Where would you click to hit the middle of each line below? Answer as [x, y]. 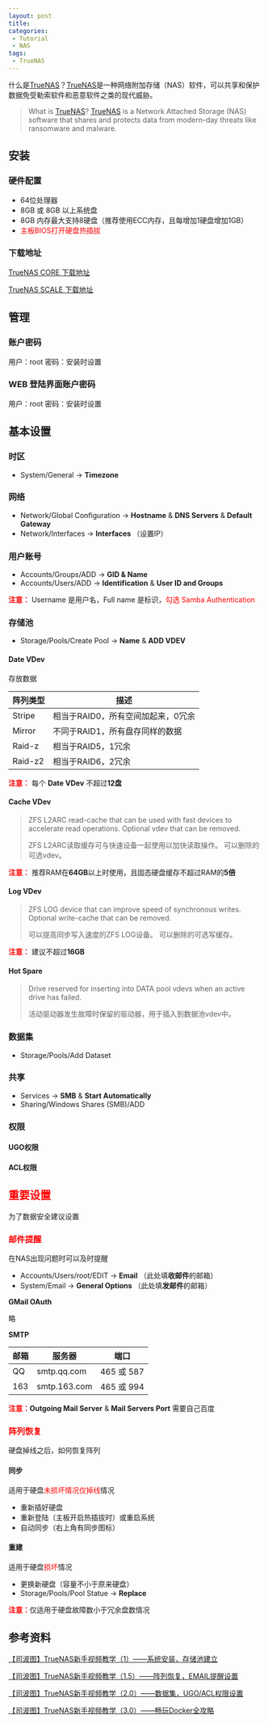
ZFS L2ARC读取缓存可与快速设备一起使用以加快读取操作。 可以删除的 [144, 845]
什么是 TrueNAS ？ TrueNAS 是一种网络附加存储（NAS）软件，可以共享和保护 [134, 85]
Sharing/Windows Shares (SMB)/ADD [82, 1104]
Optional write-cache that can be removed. [100, 918]
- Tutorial [30, 38]
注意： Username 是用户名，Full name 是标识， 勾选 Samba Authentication [132, 600]
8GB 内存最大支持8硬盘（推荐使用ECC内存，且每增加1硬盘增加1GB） [134, 220]
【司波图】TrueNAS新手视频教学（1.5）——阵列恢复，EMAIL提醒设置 [124, 1676]
